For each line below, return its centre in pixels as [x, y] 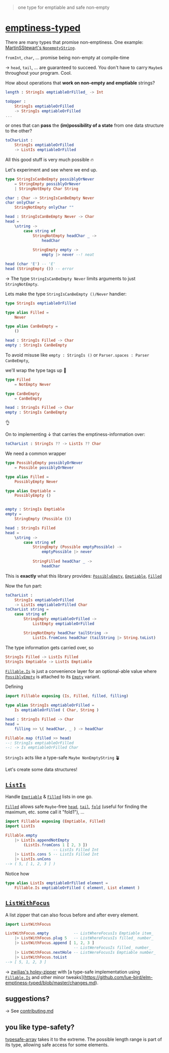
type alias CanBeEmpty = [32, 326]
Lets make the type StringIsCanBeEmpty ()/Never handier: [66, 294]
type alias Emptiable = [31, 491]
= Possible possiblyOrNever [44, 468]
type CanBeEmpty [22, 393]
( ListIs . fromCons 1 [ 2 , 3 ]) [55, 845]
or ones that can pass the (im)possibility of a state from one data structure [84, 125]
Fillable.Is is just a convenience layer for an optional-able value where [81, 671]
